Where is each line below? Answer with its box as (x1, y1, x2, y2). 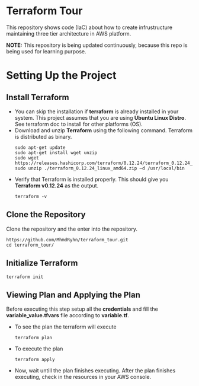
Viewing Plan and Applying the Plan (6, 289, 141, 300)
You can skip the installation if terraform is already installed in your (14, 108, 179, 115)
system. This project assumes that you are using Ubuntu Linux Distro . (14, 114, 187, 121)
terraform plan (14, 335, 53, 341)
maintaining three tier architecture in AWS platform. (6, 30, 131, 37)
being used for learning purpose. (6, 47, 87, 55)
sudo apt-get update (14, 144, 66, 151)
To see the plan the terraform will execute (14, 323, 117, 330)
